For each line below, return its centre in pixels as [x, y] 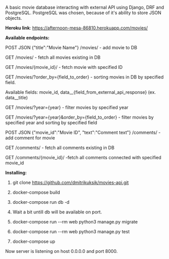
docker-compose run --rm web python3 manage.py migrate [75, 222]
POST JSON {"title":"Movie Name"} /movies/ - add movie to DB [71, 47]
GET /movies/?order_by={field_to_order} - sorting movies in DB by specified [85, 77]
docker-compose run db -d [41, 202]
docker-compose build [36, 192]
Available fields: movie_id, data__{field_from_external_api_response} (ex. [80, 92]
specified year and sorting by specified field [51, 123]
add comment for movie [30, 138]
